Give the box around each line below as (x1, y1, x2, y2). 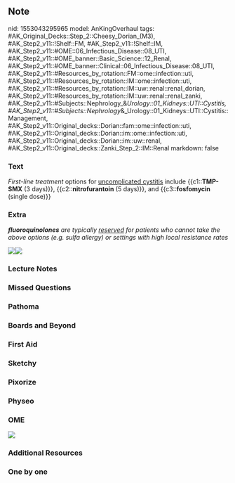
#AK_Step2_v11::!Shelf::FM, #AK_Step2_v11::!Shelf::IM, (8, 39, 163, 48)
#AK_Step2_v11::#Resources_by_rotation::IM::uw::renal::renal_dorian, (8, 84, 206, 92)
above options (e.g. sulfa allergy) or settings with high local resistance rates (8, 233, 229, 242)
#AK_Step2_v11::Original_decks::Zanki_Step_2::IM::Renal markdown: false (8, 143, 220, 152)
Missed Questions (8, 283, 72, 292)
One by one (8, 467, 48, 477)
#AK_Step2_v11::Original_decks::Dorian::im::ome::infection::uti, (8, 129, 188, 137)
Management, (8, 114, 48, 122)
